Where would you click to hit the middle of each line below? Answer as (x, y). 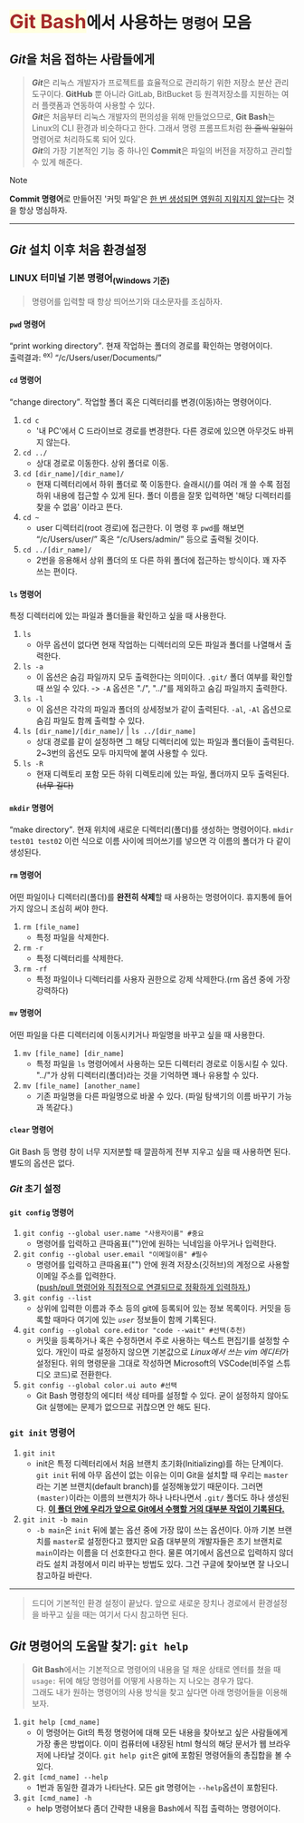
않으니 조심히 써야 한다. (67, 908)
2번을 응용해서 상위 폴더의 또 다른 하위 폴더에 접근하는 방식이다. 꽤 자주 (161, 560)
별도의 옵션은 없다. (42, 1163)
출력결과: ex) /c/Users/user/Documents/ (84, 357)
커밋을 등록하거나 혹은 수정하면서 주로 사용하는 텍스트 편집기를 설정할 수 (163, 1341)
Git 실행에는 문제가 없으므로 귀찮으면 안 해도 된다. (123, 1407)
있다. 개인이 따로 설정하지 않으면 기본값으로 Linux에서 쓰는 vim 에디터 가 (162, 1352)
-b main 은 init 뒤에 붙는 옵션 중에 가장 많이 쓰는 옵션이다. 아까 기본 (156, 1530)
